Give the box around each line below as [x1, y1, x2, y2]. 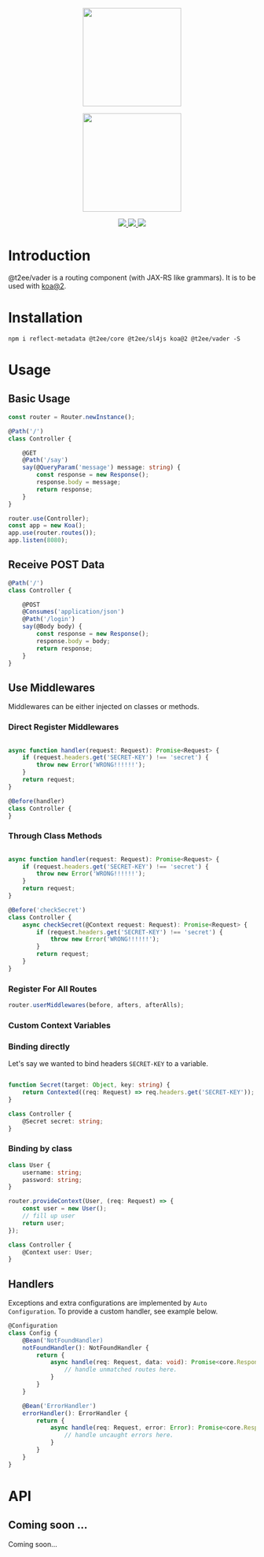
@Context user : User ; [22, 1248, 93, 1256]
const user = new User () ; [22, 1205, 108, 1213]
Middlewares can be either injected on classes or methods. [8, 702, 200, 712]
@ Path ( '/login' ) [22, 615, 76, 623]
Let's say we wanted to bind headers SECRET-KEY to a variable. [8, 1059, 208, 1068]
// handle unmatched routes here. [64, 1366, 178, 1374]
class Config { [8, 1328, 58, 1337]
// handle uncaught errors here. [64, 1431, 174, 1440]
